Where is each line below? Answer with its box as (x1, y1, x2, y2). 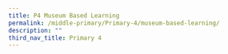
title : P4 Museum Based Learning (8, 11, 120, 20)
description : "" (8, 26, 62, 34)
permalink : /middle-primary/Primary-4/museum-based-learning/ (8, 19, 220, 27)
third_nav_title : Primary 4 (8, 33, 102, 42)
